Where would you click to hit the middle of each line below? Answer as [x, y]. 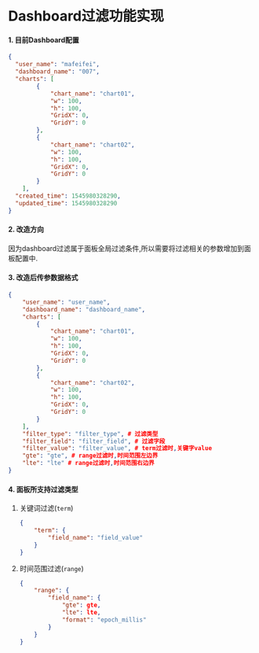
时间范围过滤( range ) [51, 568]
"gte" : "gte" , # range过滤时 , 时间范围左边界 [90, 456]
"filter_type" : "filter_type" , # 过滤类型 [90, 433]
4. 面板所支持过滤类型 [43, 489]
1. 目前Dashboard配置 [44, 39]
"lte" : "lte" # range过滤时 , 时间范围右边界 [88, 463]
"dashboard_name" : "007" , [58, 72]
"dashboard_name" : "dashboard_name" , [84, 309]
